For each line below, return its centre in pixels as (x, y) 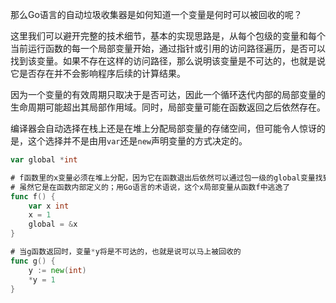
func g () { (33, 261)
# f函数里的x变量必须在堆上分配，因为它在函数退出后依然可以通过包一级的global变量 (163, 178)
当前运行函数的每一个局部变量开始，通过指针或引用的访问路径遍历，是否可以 (168, 48)
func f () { (33, 196)
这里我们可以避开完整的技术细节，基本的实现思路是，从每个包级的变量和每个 (168, 36)
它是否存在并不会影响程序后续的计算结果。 (98, 73)
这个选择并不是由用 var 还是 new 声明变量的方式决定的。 (137, 141)
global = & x (53, 224)
